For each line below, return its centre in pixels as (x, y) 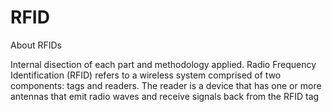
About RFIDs (36, 45)
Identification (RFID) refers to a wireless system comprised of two (146, 75)
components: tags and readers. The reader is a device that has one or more (166, 85)
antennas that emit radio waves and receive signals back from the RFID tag (165, 96)
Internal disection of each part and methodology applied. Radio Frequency (163, 64)
